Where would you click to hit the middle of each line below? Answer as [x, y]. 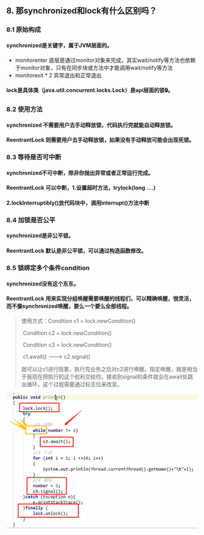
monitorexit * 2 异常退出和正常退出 [58, 75]
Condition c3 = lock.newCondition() [67, 344]
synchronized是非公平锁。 [40, 236]
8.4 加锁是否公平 [31, 220]
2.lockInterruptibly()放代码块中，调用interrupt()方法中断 [78, 203]
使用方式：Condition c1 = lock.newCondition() [78, 321]
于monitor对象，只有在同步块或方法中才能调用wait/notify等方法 [94, 67]
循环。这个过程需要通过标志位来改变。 [74, 384]
